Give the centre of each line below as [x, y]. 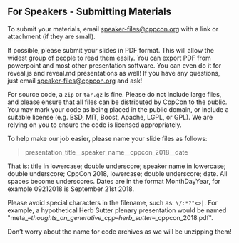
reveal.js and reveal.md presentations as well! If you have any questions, [114, 73]
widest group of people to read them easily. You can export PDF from [110, 58]
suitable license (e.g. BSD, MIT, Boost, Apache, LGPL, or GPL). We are [110, 117]
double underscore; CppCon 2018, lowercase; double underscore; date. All [117, 173]
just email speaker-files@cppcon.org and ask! [75, 81]
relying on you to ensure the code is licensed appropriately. [95, 125]
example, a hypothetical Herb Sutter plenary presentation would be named [117, 210]
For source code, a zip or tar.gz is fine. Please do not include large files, [115, 94]
